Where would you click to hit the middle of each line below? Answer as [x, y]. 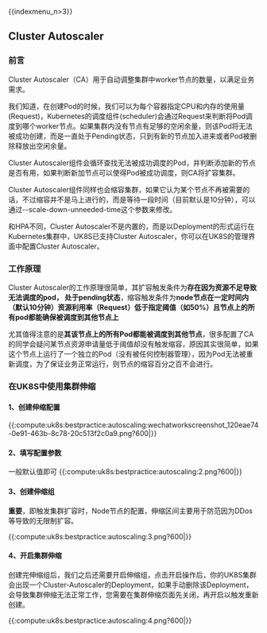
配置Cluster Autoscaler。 [63, 246]
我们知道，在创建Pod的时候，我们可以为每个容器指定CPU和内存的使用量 [126, 106]
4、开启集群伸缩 [35, 556]
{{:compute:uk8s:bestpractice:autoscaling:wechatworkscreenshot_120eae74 [133, 425]
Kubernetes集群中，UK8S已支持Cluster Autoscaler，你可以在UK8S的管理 [128, 236]
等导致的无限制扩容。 [43, 520]
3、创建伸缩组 [32, 491]
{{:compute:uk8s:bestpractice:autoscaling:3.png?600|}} [100, 536]
